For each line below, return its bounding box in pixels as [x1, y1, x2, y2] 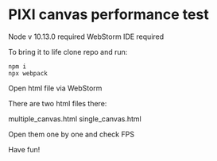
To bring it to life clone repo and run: [8, 47, 128, 56]
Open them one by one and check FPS [8, 129, 135, 139]
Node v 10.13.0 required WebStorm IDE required [8, 32, 165, 41]
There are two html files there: [8, 98, 107, 108]
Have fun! [8, 144, 41, 154]
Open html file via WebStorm [8, 83, 103, 93]
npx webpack [8, 69, 48, 77]
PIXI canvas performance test [8, 6, 209, 24]
